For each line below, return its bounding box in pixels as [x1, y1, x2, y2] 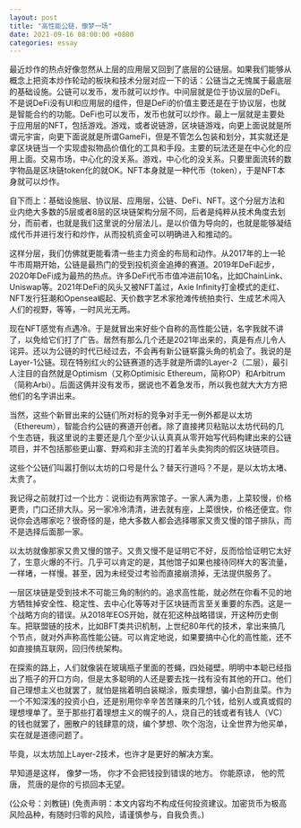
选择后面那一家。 [24, 526, 88, 537]
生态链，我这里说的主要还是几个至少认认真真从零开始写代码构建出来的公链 [16, 432, 292, 443]
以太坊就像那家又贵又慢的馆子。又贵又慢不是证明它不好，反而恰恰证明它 [9, 545, 276, 557]
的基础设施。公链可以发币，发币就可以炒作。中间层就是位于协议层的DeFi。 [9, 86, 285, 97]
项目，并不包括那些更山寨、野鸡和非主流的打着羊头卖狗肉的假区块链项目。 [9, 444, 284, 454]
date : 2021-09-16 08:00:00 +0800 [9, 30, 134, 39]
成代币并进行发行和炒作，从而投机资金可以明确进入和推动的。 [9, 229, 237, 240]
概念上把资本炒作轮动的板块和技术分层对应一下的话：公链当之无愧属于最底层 [9, 75, 292, 86]
